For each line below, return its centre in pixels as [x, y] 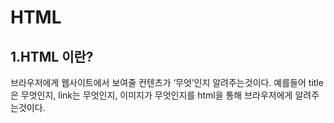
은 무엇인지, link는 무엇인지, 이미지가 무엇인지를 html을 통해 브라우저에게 [151, 95]
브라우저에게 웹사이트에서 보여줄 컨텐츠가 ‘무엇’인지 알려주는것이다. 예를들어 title [167, 82]
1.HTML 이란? [52, 56]
